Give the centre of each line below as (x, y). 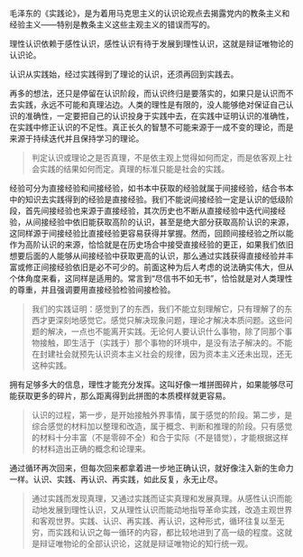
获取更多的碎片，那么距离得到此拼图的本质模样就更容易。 (124, 396)
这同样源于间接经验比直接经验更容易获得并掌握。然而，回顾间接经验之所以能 (151, 233)
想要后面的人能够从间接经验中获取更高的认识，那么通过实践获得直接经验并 (147, 256)
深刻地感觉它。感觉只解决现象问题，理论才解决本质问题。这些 (170, 320)
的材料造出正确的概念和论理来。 (91, 449)
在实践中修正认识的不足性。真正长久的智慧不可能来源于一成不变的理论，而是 (151, 127)
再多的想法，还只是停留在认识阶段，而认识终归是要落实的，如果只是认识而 (147, 93)
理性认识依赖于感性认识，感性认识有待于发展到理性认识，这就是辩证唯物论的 (151, 44)
